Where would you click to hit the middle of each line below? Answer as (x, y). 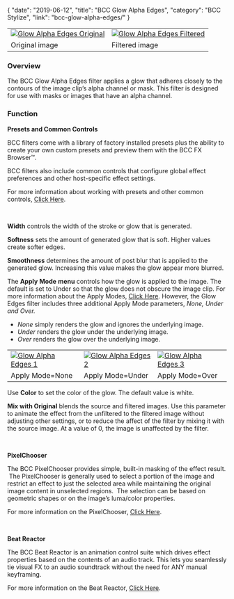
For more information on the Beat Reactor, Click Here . (84, 588)
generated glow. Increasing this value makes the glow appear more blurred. (116, 268)
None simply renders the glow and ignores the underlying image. (110, 324)
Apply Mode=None (42, 375)
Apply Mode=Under (116, 375)
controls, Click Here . (37, 199)
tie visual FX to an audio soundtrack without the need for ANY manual (107, 567)
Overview (24, 65)
